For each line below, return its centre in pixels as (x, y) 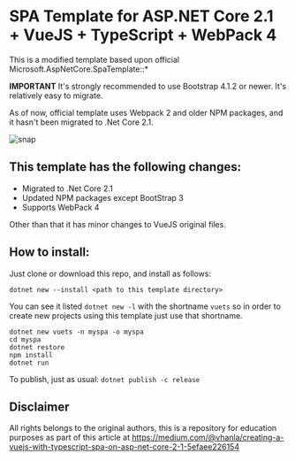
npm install (31, 355)
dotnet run (29, 363)
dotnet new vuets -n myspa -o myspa (76, 332)
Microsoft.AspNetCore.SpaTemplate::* (79, 69)
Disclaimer (39, 407)
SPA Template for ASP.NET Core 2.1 (141, 16)
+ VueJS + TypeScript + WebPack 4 (143, 35)
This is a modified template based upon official (94, 59)
